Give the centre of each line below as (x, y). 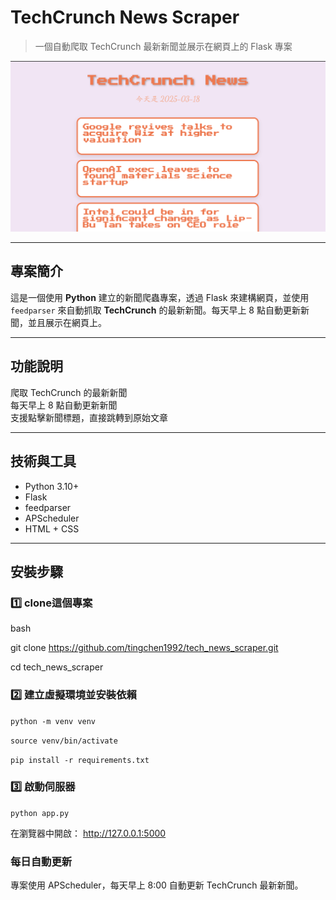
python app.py (40, 813)
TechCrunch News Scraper (125, 17)
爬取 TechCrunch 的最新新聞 (69, 392)
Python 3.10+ (52, 486)
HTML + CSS (52, 528)
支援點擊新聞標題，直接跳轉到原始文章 (89, 417)
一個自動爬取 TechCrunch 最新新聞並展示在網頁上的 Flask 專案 (163, 46)
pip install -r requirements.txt (80, 760)
